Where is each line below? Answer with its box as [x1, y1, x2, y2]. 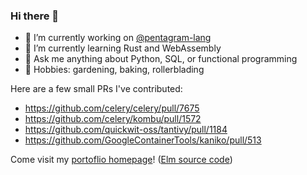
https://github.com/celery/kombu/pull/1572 [24, 113, 202, 125]
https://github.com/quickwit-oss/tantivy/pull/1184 [24, 124, 228, 136]
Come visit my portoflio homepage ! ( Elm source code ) [10, 154, 233, 166]
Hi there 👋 [10, 9, 60, 23]
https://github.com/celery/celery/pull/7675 [24, 102, 200, 114]
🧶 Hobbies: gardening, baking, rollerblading [24, 64, 205, 76]
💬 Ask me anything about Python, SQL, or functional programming [24, 53, 298, 65]
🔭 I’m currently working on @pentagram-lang [24, 32, 212, 44]
